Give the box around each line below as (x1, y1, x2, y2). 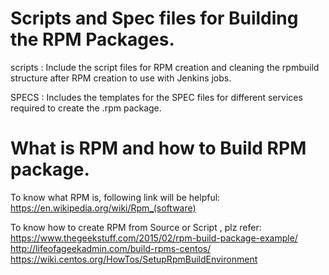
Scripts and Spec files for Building (10, 7, 299, 30)
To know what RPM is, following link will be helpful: (10, 191, 221, 203)
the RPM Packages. (10, 28, 175, 51)
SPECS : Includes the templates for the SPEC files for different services (10, 91, 303, 103)
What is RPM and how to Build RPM (10, 137, 307, 160)
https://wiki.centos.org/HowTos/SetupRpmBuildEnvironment (10, 253, 258, 265)
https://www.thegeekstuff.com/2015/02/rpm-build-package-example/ (10, 232, 298, 244)
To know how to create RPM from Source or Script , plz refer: (10, 221, 262, 233)
